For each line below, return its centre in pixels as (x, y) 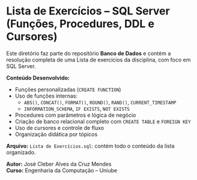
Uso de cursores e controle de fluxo (59, 128)
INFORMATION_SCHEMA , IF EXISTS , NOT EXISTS (77, 108)
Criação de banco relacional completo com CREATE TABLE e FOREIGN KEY (103, 121)
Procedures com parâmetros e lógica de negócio (75, 115)
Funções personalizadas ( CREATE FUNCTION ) (68, 89)
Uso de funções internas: (46, 96)
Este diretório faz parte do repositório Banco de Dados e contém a (89, 53)
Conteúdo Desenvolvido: (38, 78)
